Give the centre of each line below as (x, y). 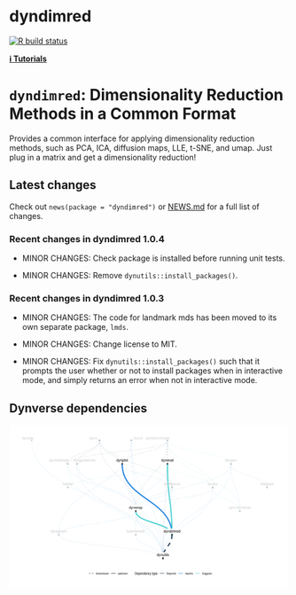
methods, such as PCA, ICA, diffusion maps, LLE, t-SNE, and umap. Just (141, 147)
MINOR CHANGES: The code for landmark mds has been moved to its (149, 317)
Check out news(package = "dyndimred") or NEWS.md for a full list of (134, 207)
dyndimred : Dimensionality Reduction (146, 95)
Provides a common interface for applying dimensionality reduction (132, 138)
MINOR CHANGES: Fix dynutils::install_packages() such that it (140, 362)
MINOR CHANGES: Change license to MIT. (99, 344)
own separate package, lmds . (75, 327)
